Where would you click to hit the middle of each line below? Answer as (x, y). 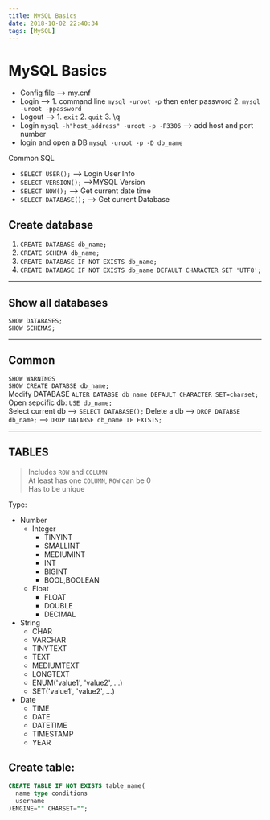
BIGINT (56, 571)
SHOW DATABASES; (35, 321)
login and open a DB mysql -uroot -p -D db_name (101, 142)
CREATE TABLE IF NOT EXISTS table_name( (77, 786)
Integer (44, 529)
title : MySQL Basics (43, 16)
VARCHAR (49, 640)
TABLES (29, 453)
